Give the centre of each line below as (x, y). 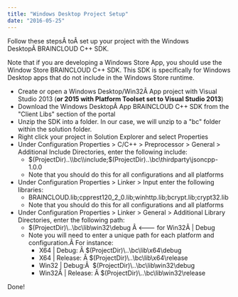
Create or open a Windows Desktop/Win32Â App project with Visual (117, 91)
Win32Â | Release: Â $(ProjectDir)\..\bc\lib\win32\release (122, 273)
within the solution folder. (55, 129)
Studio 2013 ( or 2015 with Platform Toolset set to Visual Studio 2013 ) (120, 99)
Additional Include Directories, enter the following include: (103, 152)
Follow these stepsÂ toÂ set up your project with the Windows (98, 41)
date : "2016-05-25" (36, 21)
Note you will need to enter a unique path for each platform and (121, 235)
